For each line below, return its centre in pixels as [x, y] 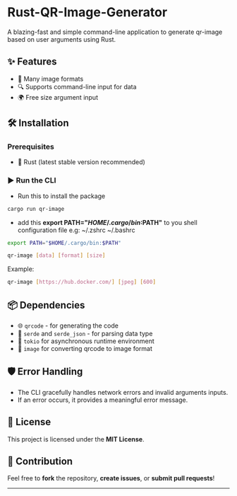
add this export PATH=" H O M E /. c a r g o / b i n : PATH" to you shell [107, 222]
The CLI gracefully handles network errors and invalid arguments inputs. [123, 392]
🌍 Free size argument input [58, 97]
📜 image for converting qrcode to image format [85, 349]
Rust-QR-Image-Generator [87, 12]
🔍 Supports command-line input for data [77, 86]
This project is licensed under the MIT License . [76, 439]
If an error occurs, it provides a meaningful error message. [103, 400]
